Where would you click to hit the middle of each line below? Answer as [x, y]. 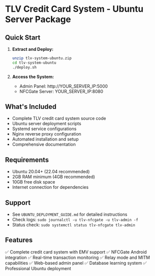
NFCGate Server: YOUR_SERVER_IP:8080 [61, 91]
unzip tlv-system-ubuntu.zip [42, 58]
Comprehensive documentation [44, 144]
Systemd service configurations [44, 129]
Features [19, 240]
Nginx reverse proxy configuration [47, 134]
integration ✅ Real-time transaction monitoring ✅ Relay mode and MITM [77, 257]
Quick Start [23, 37]
